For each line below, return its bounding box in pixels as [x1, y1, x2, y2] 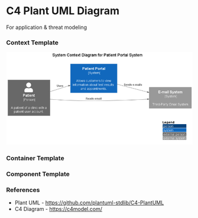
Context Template [6, 38, 59, 47]
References [6, 186, 40, 194]
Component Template [6, 170, 70, 178]
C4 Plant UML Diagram [6, 4, 120, 18]
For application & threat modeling [6, 24, 87, 31]
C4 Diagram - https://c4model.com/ [14, 206, 102, 213]
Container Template [6, 154, 64, 162]
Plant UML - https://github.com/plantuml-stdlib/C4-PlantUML [14, 199, 164, 206]
